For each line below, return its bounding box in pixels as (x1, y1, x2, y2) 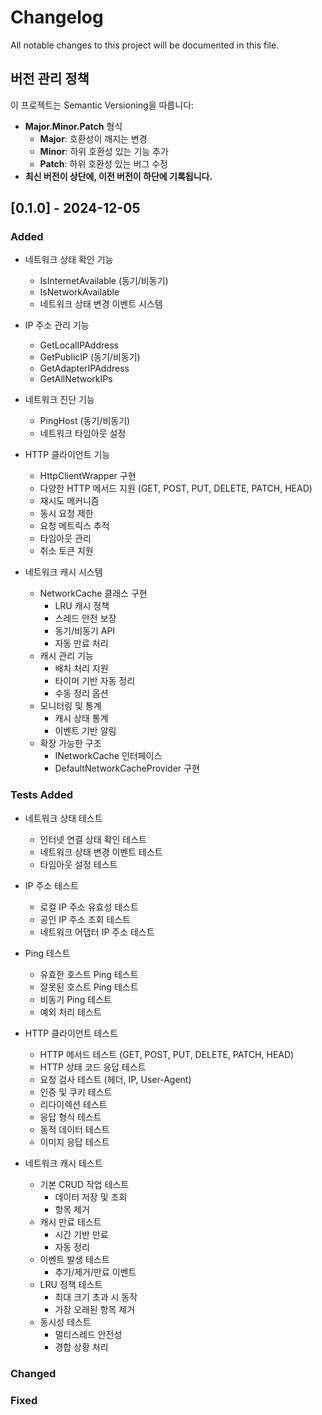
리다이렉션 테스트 (39, 1098, 108, 1110)
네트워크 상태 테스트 (24, 812, 103, 824)
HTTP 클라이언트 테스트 (24, 1027, 119, 1039)
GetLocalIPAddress (39, 339, 119, 351)
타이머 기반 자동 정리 (54, 675, 136, 687)
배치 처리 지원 (54, 662, 109, 675)
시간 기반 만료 (54, 1228, 109, 1240)
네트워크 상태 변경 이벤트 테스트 (39, 846, 163, 858)
